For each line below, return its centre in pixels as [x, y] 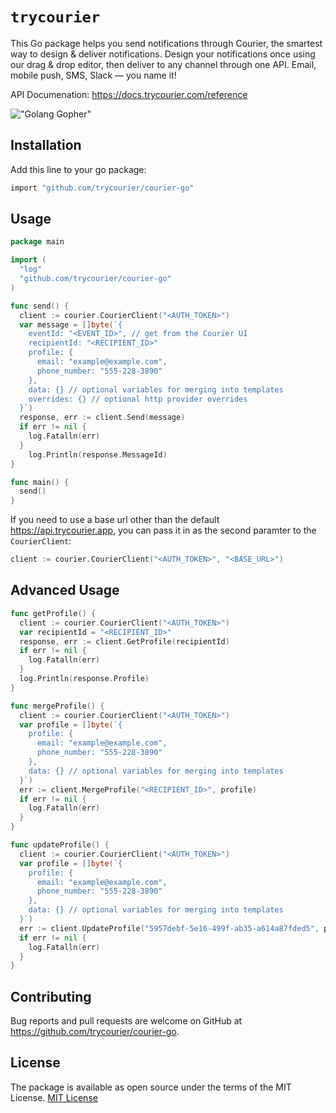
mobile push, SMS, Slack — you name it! [93, 75]
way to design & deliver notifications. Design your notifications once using [163, 54]
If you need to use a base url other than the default [115, 520]
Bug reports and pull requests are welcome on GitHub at [126, 1021]
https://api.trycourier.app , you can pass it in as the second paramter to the [163, 530]
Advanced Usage [65, 590]
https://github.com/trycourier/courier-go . [95, 1032]
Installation [46, 145]
